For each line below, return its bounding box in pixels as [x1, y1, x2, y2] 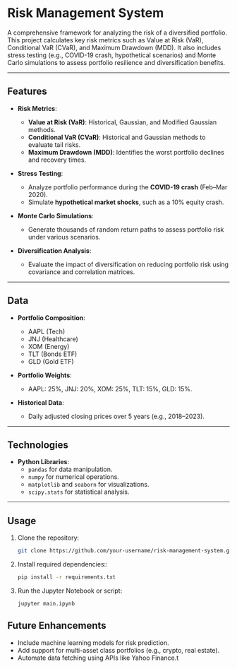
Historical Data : [17, 398, 65, 407]
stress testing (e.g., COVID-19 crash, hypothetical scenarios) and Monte [7, 51, 217, 59]
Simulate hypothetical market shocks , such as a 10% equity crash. [28, 198, 224, 206]
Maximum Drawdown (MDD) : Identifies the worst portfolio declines [28, 148, 224, 156]
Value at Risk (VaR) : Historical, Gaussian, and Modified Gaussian [28, 118, 217, 126]
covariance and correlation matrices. [28, 267, 135, 276]
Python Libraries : [17, 458, 69, 466]
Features [7, 85, 47, 97]
